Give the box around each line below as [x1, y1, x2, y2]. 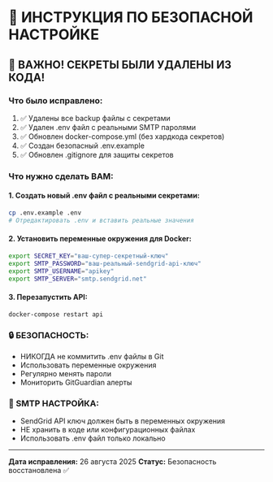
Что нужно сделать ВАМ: [8, 171, 114, 182]
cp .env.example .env [8, 209, 82, 217]
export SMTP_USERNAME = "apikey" [8, 267, 115, 276]
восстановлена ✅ [8, 466, 70, 475]
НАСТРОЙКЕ [8, 25, 100, 44]
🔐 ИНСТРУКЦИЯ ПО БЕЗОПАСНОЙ [8, 8, 253, 27]
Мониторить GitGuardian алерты [19, 377, 132, 387]
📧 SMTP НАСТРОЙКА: [8, 397, 99, 409]
